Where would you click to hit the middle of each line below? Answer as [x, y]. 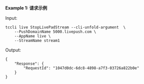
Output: [13, 50]
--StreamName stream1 [37, 40]
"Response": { [29, 64]
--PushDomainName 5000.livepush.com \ [55, 32]
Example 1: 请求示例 [26, 8]
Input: [11, 18]
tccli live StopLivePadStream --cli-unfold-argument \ [65, 27]
